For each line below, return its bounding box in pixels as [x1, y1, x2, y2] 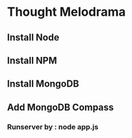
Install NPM [7, 54, 57, 66]
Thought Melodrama [7, 4, 126, 20]
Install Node [7, 32, 60, 43]
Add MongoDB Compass [7, 101, 114, 113]
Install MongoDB [7, 78, 79, 90]
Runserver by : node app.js [7, 122, 99, 131]
